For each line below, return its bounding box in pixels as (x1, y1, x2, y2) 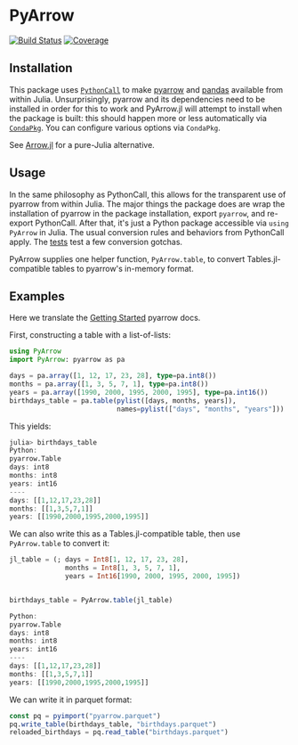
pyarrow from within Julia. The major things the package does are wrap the (9, 198, 286, 209)
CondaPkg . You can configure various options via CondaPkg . (9, 122, 221, 133)
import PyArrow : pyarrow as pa (9, 356, 125, 364)
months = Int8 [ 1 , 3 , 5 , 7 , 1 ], (65, 563, 181, 573)
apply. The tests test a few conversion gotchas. (9, 236, 183, 247)
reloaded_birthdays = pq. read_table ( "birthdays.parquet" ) (9, 728, 229, 737)
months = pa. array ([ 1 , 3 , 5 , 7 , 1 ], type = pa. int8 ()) (9, 380, 209, 389)
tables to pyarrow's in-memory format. (52, 263, 194, 274)
